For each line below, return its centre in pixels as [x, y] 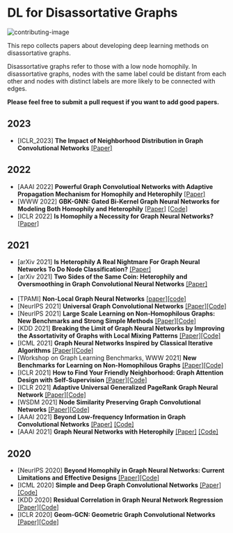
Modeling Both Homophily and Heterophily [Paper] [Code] [102, 208]
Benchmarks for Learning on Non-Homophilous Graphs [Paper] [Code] [120, 366]
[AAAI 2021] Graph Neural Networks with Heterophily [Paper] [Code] [118, 432]
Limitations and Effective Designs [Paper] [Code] [88, 478]
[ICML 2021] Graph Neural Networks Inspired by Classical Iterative [115, 343]
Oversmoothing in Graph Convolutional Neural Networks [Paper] [112, 284]
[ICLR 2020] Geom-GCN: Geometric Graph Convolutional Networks [116, 515]
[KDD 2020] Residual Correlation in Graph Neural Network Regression [120, 500]
